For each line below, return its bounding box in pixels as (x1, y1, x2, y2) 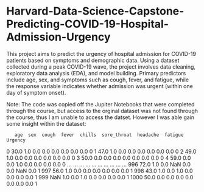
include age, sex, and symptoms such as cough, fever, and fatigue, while (6, 76, 189, 83)
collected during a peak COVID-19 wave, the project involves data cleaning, (6, 63, 196, 70)
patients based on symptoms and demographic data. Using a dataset (6, 57, 180, 64)
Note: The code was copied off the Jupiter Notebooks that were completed (6, 100, 195, 108)
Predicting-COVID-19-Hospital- (6, 17, 169, 31)
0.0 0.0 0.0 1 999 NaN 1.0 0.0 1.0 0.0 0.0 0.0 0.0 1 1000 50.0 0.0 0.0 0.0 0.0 (6, 173, 194, 180)
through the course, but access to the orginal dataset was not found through (6, 107, 199, 114)
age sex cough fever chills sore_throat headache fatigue (14, 132, 184, 138)
